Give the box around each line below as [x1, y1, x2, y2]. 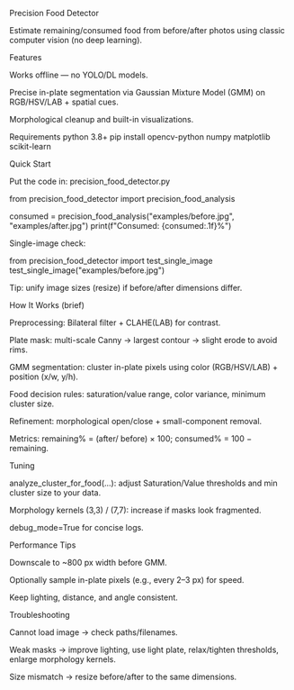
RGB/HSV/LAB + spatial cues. [9, 96, 119, 107]
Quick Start [9, 159, 51, 169]
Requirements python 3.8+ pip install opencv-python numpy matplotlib [9, 132, 272, 142]
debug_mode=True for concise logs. [9, 522, 144, 532]
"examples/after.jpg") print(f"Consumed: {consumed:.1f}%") [9, 221, 232, 231]
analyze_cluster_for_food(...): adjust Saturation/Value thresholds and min [9, 477, 279, 488]
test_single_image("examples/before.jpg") [9, 265, 165, 276]
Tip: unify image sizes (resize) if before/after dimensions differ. [9, 283, 243, 293]
